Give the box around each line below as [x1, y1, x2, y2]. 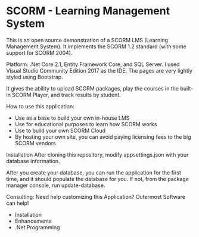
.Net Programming [14, 223, 60, 230]
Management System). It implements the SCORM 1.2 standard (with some [6, 43, 186, 50]
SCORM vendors [14, 139, 56, 146]
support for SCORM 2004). [6, 49, 73, 56]
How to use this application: [6, 102, 74, 110]
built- [180, 85, 194, 92]
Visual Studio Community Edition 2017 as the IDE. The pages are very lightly [6, 67, 192, 74]
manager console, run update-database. [6, 182, 105, 189]
